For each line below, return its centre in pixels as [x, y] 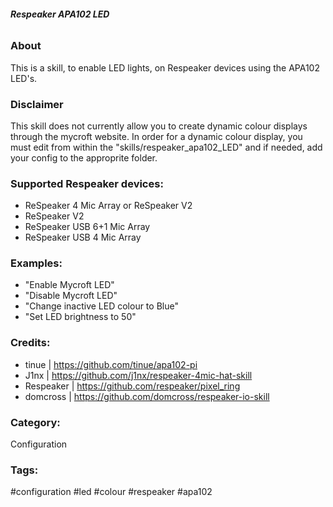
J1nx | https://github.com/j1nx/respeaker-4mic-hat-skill [138, 375]
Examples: [36, 263]
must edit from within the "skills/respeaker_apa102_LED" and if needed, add [166, 147]
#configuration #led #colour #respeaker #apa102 [111, 492]
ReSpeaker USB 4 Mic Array [83, 237]
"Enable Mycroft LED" [69, 285]
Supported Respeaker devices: [87, 183]
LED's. [24, 78]
